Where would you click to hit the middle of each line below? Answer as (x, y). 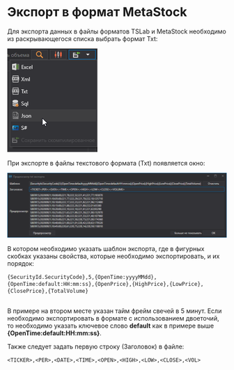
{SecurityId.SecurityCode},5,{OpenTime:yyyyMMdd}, (82, 277)
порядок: (21, 264)
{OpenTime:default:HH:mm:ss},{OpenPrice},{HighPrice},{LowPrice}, (106, 284)
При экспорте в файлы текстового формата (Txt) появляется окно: (106, 163)
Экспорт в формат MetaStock (97, 12)
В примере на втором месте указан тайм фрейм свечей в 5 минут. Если (115, 311)
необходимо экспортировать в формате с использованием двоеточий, (113, 319)
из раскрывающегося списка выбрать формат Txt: (83, 38)
